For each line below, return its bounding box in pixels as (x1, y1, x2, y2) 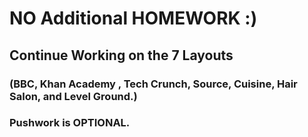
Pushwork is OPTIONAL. (9, 116, 131, 130)
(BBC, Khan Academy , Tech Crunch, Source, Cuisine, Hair (9, 77, 298, 91)
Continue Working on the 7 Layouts (9, 47, 234, 64)
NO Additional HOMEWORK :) (9, 7, 258, 30)
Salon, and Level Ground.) (9, 89, 138, 103)
